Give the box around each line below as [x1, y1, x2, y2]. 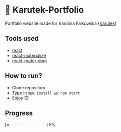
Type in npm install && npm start [12, 90, 80, 96]
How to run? [5, 72, 42, 80]
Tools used [5, 34, 39, 43]
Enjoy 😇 [12, 95, 29, 101]
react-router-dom [12, 58, 47, 64]
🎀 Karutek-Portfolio [5, 4, 84, 16]
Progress [5, 109, 33, 117]
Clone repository [12, 84, 46, 90]
